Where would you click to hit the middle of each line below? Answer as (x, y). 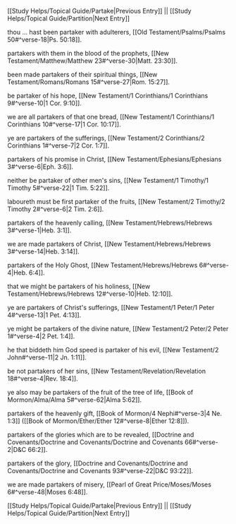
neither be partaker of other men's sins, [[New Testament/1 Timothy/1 (108, 180)
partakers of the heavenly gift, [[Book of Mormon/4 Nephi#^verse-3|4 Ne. (115, 413)
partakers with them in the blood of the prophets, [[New (88, 53)
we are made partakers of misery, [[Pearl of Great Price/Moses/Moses (109, 484)
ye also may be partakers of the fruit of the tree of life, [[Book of (100, 392)
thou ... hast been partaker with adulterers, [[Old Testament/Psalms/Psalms (117, 32)
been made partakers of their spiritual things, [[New (82, 75)
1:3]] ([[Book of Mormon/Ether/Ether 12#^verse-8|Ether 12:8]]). (98, 421)
